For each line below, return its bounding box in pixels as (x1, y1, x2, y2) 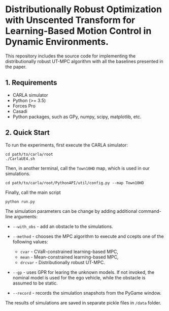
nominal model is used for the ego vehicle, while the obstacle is (12, 274, 146, 280)
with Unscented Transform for (5, 14, 136, 26)
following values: (12, 238, 48, 245)
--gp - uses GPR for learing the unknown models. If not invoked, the (12, 269, 155, 275)
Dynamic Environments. (5, 36, 109, 48)
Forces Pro (12, 103, 36, 109)
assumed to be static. (12, 280, 58, 286)
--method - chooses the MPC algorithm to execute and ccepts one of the (12, 233, 164, 239)
